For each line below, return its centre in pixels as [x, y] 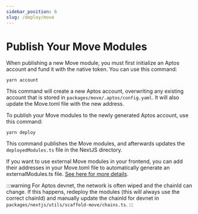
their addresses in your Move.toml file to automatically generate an [88, 168]
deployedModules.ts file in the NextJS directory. [64, 150]
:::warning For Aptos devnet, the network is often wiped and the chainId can [99, 185]
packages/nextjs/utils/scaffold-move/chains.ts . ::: [70, 204]
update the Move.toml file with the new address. [65, 104]
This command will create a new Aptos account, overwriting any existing [95, 91]
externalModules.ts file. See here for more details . [67, 174]
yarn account [22, 80]
